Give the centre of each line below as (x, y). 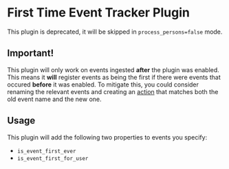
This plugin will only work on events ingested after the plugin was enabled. (113, 69)
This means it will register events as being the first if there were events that (114, 77)
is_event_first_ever (46, 151)
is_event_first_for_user (53, 158)
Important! (30, 53)
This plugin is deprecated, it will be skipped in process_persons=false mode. (115, 32)
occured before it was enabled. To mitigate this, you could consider (103, 84)
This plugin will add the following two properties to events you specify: (107, 137)
